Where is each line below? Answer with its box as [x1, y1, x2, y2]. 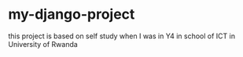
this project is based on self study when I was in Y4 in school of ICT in [8, 31, 236, 41]
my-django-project [8, 5, 135, 23]
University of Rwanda [8, 39, 79, 48]
